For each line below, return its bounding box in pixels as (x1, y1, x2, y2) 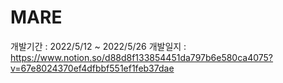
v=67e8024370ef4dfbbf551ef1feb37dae (10, 62, 175, 74)
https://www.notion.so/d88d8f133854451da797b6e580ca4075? (10, 51, 274, 63)
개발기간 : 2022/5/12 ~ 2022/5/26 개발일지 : (10, 40, 187, 52)
